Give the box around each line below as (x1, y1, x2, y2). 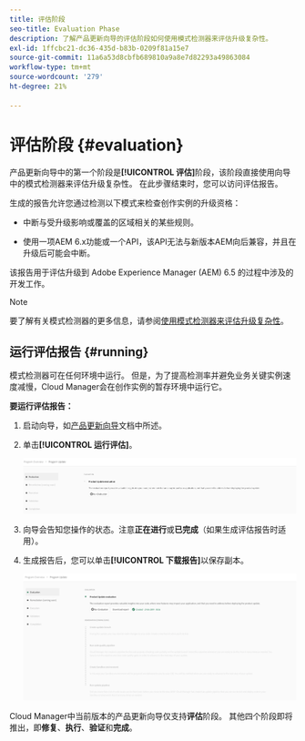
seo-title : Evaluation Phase (9, 24, 120, 34)
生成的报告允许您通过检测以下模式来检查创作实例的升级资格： (9, 197, 241, 208)
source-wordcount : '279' (9, 73, 104, 82)
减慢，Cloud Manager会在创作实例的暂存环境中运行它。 (16, 381, 228, 392)
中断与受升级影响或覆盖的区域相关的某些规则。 (22, 217, 198, 228)
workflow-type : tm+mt (9, 63, 92, 72)
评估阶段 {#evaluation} (9, 135, 184, 155)
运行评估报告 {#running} (9, 344, 149, 360)
